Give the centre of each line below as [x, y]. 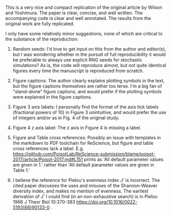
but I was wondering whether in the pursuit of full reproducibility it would [89, 54]
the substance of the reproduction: [42, 39]
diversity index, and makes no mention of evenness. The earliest [81, 191]
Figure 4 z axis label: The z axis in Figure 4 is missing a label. [77, 128]
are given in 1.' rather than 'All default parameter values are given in [83, 165]
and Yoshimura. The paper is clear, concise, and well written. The [74, 13]
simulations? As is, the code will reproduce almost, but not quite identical [89, 65]
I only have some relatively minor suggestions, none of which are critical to [84, 34]
